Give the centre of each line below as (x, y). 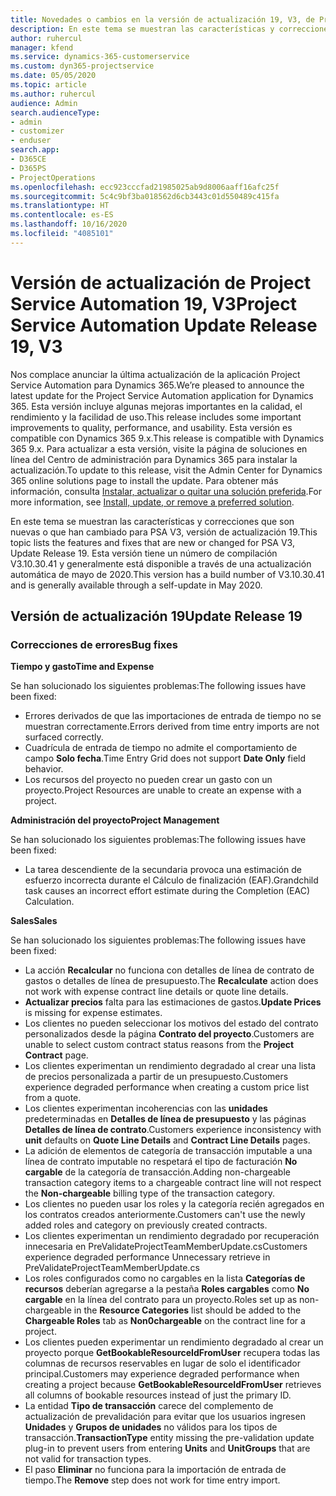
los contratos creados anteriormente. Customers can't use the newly (165, 1215)
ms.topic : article (48, 85)
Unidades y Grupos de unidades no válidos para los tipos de (151, 1427)
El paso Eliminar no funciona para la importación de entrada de (155, 1470)
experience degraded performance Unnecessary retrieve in (147, 1257)
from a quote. (53, 1098)
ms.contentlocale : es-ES (62, 215)
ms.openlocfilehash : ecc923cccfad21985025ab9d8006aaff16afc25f (145, 187)
